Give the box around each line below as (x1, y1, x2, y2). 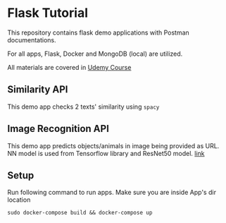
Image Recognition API (7, 123, 109, 135)
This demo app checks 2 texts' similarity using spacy (7, 102, 160, 111)
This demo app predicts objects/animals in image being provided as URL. (7, 141, 220, 150)
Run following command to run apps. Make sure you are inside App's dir (7, 188, 217, 197)
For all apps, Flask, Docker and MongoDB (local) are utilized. (7, 49, 183, 58)
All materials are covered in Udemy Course (7, 63, 132, 71)
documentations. (7, 35, 56, 44)
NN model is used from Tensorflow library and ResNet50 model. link (7, 149, 206, 157)
